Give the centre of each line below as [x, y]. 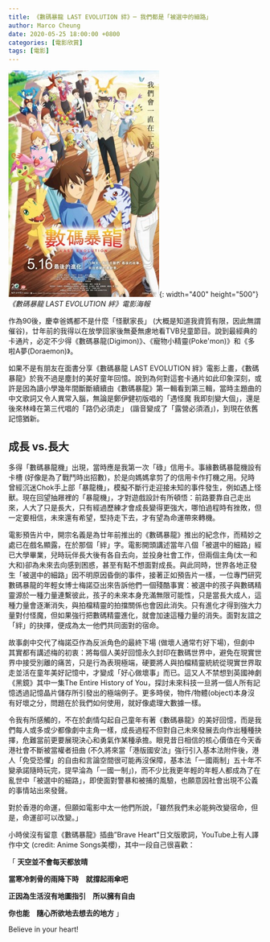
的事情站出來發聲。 [40, 790]
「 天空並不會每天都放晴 [48, 861]
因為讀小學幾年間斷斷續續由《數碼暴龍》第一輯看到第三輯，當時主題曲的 [142, 388]
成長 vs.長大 [39, 446]
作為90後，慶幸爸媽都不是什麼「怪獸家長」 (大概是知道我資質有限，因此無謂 [135, 321]
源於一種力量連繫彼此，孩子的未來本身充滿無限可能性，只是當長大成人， [135, 595]
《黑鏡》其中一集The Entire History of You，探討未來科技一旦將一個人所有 [131, 682]
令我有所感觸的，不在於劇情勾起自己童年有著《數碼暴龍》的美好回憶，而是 [131, 720]
